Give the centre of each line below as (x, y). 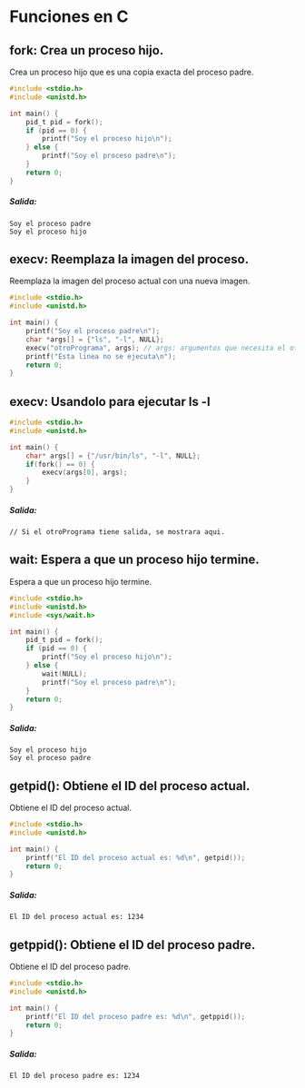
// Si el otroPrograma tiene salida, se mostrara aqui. (117, 532)
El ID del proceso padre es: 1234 (75, 1076)
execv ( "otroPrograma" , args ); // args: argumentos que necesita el (156, 348)
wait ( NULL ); (65, 674)
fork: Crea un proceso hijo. (87, 50)
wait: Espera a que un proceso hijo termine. (135, 560)
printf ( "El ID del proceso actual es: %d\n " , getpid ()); (136, 857)
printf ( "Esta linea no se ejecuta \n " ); (101, 356)
